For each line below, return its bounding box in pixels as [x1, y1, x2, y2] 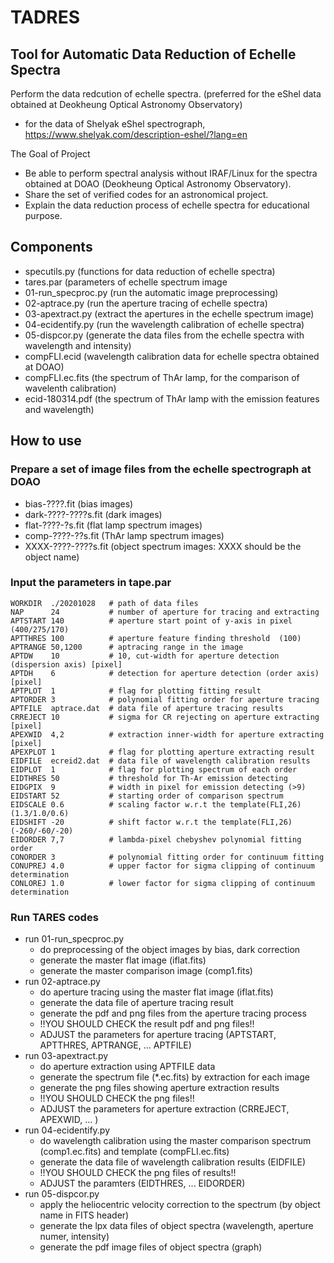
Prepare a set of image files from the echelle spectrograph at [10, 462, 312, 476]
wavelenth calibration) [24, 382, 117, 394]
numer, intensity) [39, 1231, 110, 1243]
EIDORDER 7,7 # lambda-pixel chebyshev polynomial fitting [10, 834, 302, 845]
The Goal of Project [10, 148, 91, 160]
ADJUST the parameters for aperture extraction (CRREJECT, [39, 1103, 290, 1115]
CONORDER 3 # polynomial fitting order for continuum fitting [10, 852, 325, 862]
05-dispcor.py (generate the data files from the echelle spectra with [24, 329, 305, 341]
